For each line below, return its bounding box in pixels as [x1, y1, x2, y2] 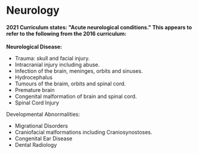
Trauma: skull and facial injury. [14, 55, 90, 62]
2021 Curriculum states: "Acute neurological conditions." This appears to [6, 23, 192, 30]
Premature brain [14, 87, 55, 94]
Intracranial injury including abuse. [14, 61, 100, 69]
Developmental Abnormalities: [6, 111, 81, 118]
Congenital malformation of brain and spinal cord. [14, 93, 137, 100]
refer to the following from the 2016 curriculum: [6, 30, 127, 37]
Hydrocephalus [14, 74, 52, 81]
